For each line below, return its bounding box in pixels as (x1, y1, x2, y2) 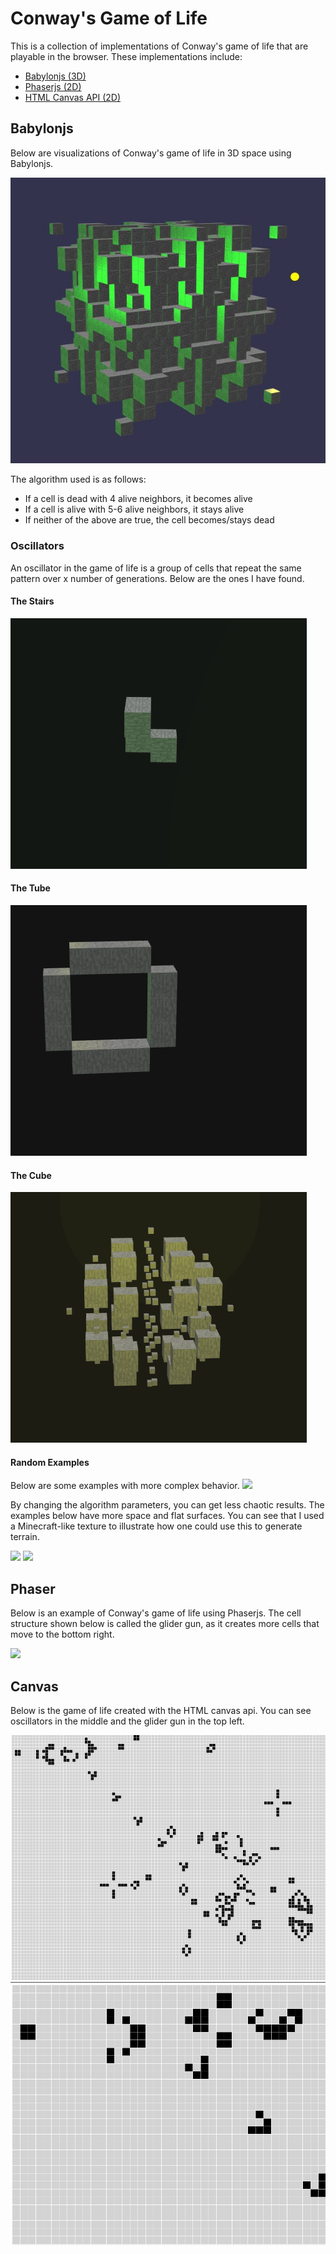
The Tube (10, 882, 51, 894)
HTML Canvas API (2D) (24, 91, 122, 103)
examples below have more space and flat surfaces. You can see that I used (10, 1510, 325, 1522)
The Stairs (10, 595, 55, 607)
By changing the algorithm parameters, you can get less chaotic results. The (10, 1499, 325, 1511)
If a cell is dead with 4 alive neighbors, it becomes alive (24, 493, 253, 505)
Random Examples (10, 1456, 90, 1468)
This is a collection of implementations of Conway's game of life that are (10, 40, 309, 52)
